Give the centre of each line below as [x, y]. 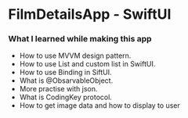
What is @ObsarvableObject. [66, 80]
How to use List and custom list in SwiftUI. [87, 64]
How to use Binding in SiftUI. [65, 73]
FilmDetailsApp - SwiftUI [90, 14]
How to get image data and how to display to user [99, 105]
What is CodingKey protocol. [65, 97]
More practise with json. [58, 89]
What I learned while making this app [80, 39]
